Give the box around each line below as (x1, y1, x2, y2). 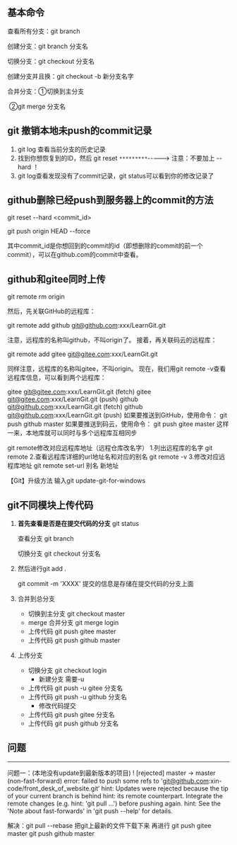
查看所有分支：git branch (7, 27, 80, 35)
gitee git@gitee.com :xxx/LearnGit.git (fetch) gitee (7, 388, 152, 396)
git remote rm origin (7, 292, 66, 301)
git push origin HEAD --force (7, 227, 91, 236)
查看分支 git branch (17, 534, 74, 543)
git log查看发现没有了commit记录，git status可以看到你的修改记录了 (17, 171, 214, 180)
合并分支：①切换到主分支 (7, 87, 85, 96)
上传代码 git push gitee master (28, 627, 116, 636)
